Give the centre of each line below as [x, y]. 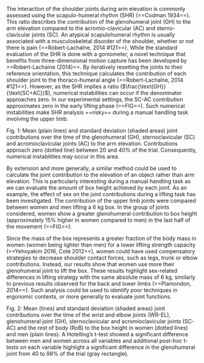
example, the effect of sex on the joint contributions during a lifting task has [101, 194]
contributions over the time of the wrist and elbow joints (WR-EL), [89, 315]
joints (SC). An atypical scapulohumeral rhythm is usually [104, 35]
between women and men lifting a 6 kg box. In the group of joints [88, 207]
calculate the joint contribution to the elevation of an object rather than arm [100, 175]
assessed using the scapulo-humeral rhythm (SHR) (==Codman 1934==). [98, 15]
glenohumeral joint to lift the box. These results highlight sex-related [92, 271]
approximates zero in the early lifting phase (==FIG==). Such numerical [96, 106]
